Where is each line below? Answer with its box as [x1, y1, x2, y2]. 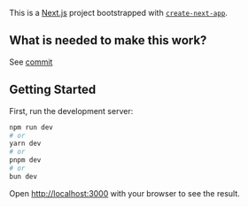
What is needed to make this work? [9, 33, 207, 48]
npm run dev [9, 123, 53, 132]
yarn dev [9, 139, 42, 149]
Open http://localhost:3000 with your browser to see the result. [9, 188, 241, 198]
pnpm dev [9, 156, 42, 165]
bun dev [9, 172, 38, 180]
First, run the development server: [9, 105, 134, 116]
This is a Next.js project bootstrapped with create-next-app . [9, 8, 229, 18]
